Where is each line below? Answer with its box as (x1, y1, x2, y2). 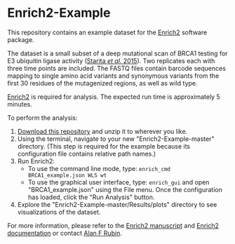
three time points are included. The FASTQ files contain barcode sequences (7, 64, 227, 72)
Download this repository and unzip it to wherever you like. (17, 127, 188, 135)
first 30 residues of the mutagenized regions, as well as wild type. (7, 79, 198, 87)
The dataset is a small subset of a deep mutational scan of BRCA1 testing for (7, 49, 228, 57)
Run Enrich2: (17, 156, 55, 165)
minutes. (7, 100, 33, 108)
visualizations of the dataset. (17, 208, 101, 216)
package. (7, 35, 34, 43)
